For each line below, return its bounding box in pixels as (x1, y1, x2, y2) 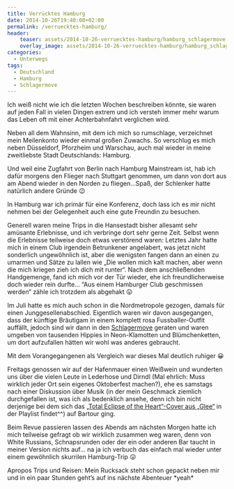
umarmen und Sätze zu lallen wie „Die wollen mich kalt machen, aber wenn (7, 258, 223, 267)
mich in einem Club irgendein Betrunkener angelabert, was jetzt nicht (7, 243, 206, 251)
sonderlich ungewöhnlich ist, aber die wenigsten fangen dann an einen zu (7, 251, 219, 259)
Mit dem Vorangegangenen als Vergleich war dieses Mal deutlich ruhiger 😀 (7, 352, 224, 360)
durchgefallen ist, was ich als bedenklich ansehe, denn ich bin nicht (7, 395, 202, 403)
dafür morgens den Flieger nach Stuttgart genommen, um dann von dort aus (7, 172, 227, 180)
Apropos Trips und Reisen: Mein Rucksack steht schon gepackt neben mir (7, 466, 220, 474)
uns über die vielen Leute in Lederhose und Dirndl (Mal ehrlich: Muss (7, 373, 205, 381)
